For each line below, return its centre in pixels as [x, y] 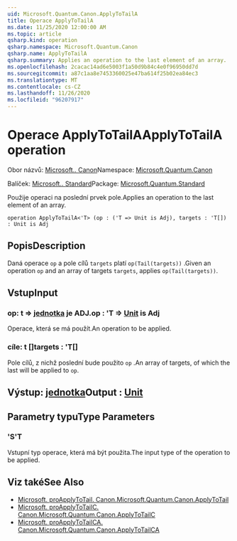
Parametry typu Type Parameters [81, 417]
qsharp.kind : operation [43, 41]
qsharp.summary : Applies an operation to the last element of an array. [117, 60]
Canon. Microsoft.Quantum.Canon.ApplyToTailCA [88, 530]
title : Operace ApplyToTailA [50, 21]
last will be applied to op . [43, 370]
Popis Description [46, 246]
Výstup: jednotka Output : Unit [75, 393]
